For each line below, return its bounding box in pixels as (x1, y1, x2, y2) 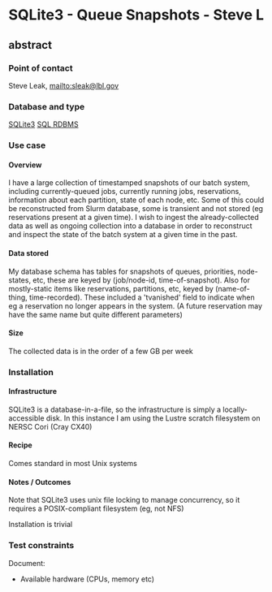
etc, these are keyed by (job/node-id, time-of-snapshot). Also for (32, 274, 250, 285)
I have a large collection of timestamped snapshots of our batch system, (8, 178, 250, 188)
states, (8, 274, 31, 285)
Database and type (8, 101, 85, 112)
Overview (8, 160, 42, 170)
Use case (8, 140, 46, 151)
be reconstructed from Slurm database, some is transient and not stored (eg (8, 204, 264, 214)
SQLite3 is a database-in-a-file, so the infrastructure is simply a (8, 404, 222, 414)
